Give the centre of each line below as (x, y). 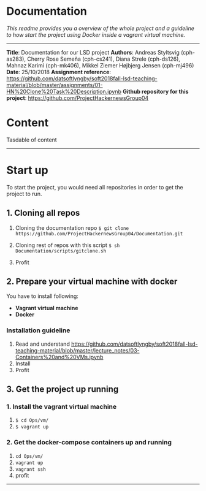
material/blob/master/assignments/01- (55, 85)
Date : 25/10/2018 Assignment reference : (59, 72)
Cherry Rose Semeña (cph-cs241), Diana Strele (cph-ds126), (104, 59)
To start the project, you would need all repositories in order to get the (95, 187)
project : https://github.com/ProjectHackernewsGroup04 (78, 98)
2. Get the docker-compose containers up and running (89, 443)
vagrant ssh (30, 469)
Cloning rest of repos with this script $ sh (67, 245)
